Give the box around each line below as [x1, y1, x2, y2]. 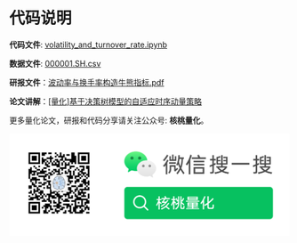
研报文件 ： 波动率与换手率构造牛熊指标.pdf [9, 77, 165, 87]
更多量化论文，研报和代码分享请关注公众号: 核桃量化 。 [9, 115, 209, 126]
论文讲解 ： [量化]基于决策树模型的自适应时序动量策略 [9, 95, 203, 107]
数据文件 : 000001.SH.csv [9, 58, 101, 69]
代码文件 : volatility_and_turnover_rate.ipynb [9, 39, 167, 50]
